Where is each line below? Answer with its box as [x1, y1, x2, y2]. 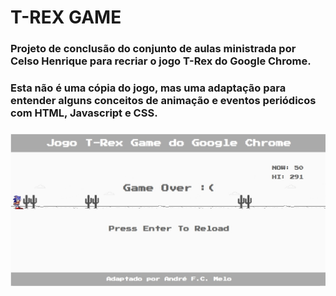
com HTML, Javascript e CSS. [10, 106, 158, 120]
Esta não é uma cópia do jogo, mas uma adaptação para [10, 81, 287, 95]
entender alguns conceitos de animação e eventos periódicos [10, 94, 317, 108]
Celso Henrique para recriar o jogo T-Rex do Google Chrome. [10, 54, 312, 68]
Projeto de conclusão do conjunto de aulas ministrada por [10, 42, 297, 56]
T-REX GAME [10, 6, 122, 29]
